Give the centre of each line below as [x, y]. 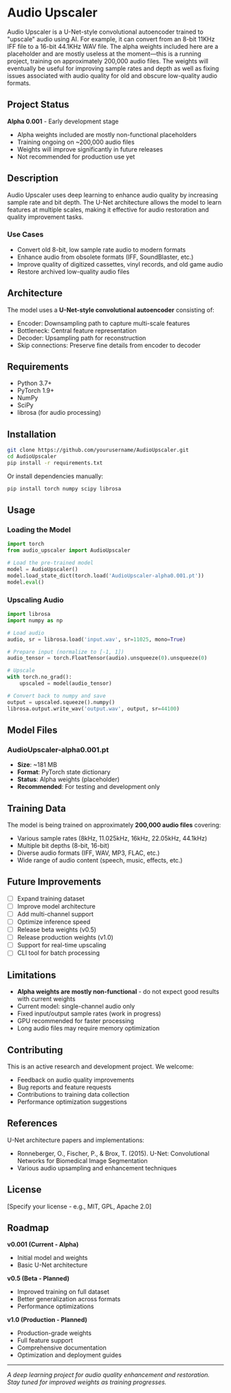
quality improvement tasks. [45, 217]
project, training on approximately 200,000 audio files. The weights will [108, 61]
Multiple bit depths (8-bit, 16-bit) [63, 846]
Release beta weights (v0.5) [57, 930]
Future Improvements [54, 882]
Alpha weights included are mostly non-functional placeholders [107, 134]
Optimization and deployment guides [69, 1355]
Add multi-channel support [55, 914]
